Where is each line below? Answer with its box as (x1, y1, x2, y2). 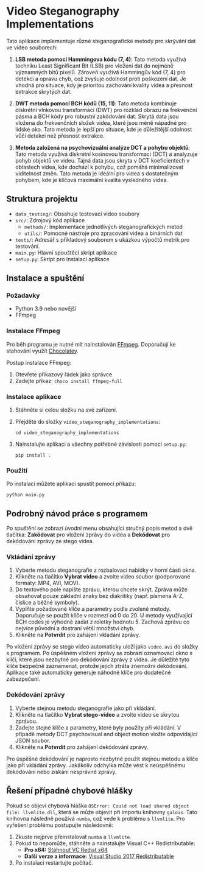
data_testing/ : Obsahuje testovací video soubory (15, 210, 140, 217)
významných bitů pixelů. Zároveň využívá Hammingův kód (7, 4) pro (15, 68, 186, 76)
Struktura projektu (6, 194, 78, 205)
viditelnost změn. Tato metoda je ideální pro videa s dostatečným (15, 169, 178, 177)
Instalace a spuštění (6, 273, 85, 284)
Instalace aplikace (6, 392, 62, 401)
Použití (6, 466, 27, 474)
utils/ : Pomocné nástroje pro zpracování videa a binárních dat (24, 230, 183, 237)
